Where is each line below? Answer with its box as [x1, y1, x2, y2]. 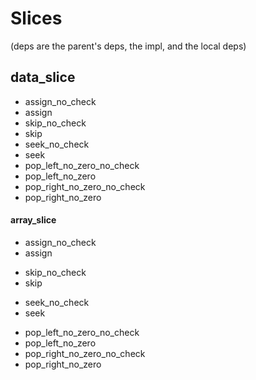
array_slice [10, 214, 57, 226]
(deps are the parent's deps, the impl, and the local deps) [10, 40, 247, 52]
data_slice [10, 69, 76, 86]
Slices [10, 7, 63, 30]
